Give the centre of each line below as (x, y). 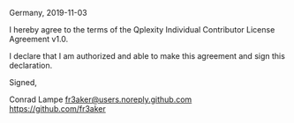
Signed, (23, 82)
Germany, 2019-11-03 (49, 13)
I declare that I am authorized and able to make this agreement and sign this (147, 56)
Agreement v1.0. (39, 39)
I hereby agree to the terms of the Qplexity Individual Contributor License (142, 29)
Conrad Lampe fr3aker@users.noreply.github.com (101, 99)
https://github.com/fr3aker (57, 109)
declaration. (31, 65)
